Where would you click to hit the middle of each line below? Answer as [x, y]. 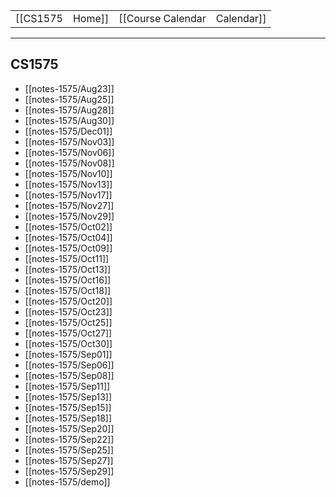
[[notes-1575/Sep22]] [69, 439]
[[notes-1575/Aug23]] [69, 88]
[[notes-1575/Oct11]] [67, 258]
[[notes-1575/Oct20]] [68, 301]
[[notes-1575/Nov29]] [69, 216]
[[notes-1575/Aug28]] [69, 110]
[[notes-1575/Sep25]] [69, 450]
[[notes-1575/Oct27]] [68, 333]
